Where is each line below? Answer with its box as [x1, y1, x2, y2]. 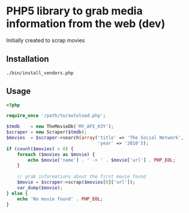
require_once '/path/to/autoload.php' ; [6, 112, 106, 119]
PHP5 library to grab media [6, 4, 143, 18]
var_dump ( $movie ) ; [17, 184, 63, 191]
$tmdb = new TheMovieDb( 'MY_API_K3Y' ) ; [6, 124, 114, 130]
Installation [6, 54, 49, 64]
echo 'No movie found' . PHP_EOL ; [17, 196, 103, 202]
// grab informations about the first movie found [17, 174, 146, 180]
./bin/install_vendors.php [6, 70, 74, 76]
